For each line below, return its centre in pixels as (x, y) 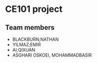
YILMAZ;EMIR (27, 45)
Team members (30, 28)
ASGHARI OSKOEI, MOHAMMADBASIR (52, 55)
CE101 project (34, 9)
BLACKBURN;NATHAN (35, 39)
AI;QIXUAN (24, 50)
